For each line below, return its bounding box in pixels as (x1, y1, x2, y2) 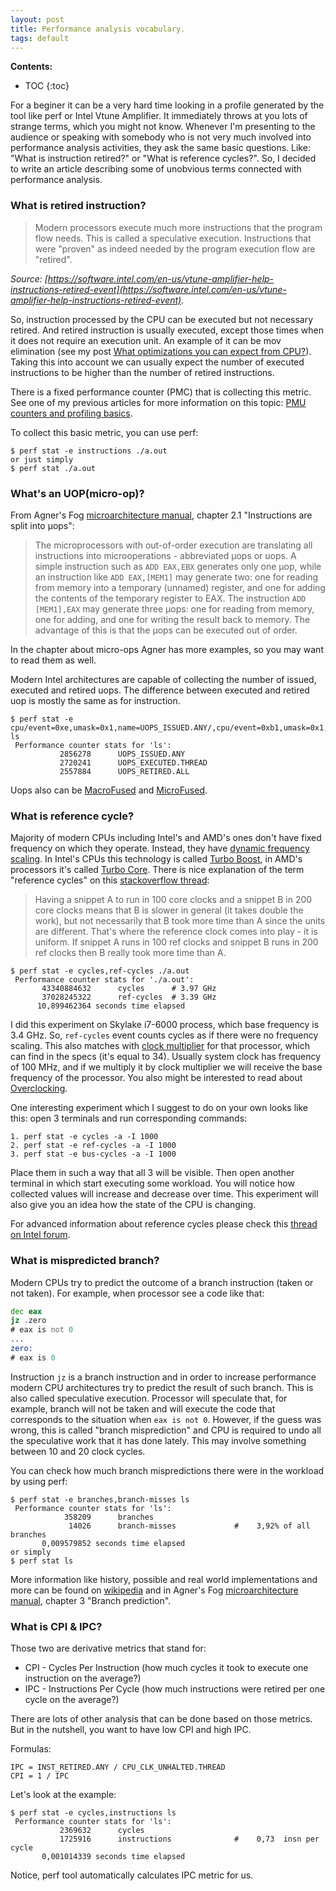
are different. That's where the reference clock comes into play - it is (34, 926, 318, 938)
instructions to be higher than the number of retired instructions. (10, 366, 275, 378)
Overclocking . (10, 1082, 68, 1095)
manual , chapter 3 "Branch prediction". (10, 1594, 172, 1606)
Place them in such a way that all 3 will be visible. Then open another (10, 1167, 295, 1179)
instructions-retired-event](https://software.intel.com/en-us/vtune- (10, 283, 287, 295)
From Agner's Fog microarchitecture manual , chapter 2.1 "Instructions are (10, 509, 313, 521)
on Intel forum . (10, 1229, 71, 1241)
